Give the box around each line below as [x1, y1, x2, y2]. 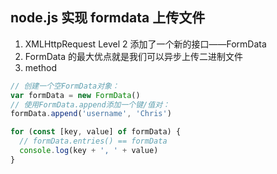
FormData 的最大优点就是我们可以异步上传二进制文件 [24, 50, 244, 62]
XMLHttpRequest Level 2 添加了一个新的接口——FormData [24, 38, 267, 50]
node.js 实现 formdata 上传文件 [10, 9, 206, 27]
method [24, 61, 58, 73]
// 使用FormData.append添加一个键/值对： [10, 99, 170, 110]
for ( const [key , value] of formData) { [10, 127, 182, 137]
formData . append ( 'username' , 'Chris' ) [10, 109, 172, 119]
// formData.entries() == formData [19, 136, 168, 147]
